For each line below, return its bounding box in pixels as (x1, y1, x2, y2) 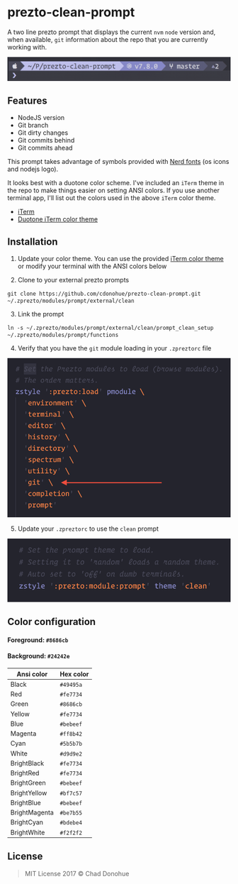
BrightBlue (10, 798, 41, 807)
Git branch (17, 121, 49, 130)
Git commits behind (17, 136, 75, 145)
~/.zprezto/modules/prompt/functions (7, 331, 119, 339)
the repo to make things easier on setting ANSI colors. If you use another (7, 186, 220, 195)
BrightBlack (10, 758, 45, 767)
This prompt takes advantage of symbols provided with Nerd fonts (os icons (7, 158, 229, 166)
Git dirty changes (17, 128, 69, 137)
